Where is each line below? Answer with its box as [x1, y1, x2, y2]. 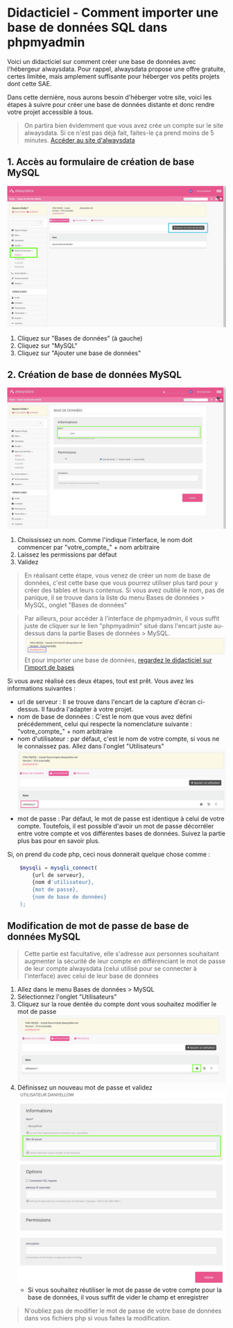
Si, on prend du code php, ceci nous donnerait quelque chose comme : [7, 850, 210, 858]
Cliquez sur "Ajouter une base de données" [17, 349, 141, 357]
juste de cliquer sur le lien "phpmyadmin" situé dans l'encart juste [24, 622, 213, 630]
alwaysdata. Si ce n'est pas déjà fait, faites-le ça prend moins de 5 [24, 129, 214, 137]
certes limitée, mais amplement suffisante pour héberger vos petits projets [7, 72, 220, 81]
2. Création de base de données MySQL [7, 368, 182, 380]
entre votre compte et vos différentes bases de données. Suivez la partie [17, 829, 225, 837]
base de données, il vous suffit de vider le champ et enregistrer [27, 1293, 209, 1301]
